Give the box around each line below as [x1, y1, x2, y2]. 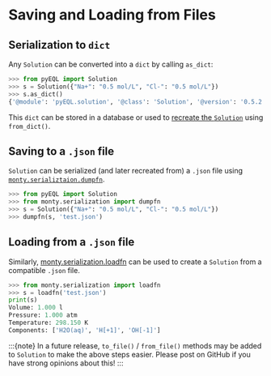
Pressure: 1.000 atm [8, 311, 78, 319]
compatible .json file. [8, 265, 81, 275]
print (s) [8, 296, 38, 305]
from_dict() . [8, 121, 51, 130]
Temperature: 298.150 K [8, 318, 89, 327]
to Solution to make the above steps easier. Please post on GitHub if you [8, 349, 251, 359]
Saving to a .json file [8, 144, 115, 158]
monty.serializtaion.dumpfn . [8, 174, 105, 184]
